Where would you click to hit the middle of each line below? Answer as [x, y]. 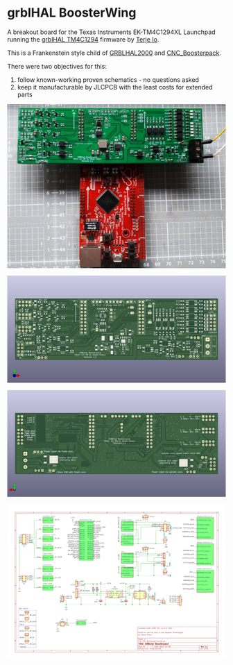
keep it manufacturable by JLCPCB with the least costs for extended [115, 87]
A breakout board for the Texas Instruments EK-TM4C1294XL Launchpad [112, 32]
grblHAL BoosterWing [72, 13]
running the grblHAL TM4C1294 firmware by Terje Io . [83, 39]
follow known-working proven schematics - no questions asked [108, 79]
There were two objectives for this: [57, 66]
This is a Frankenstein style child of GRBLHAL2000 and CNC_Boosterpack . [114, 53]
